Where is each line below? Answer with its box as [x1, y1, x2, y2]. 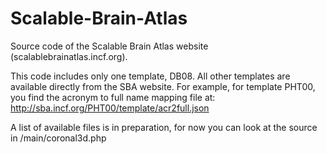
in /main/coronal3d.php [10, 132, 107, 144]
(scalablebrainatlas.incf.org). [10, 50, 128, 62]
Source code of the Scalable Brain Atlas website [10, 40, 209, 52]
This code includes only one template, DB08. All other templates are [10, 70, 291, 82]
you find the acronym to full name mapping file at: [10, 91, 216, 103]
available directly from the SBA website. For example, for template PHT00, [10, 80, 316, 92]
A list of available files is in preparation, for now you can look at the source [10, 121, 318, 133]
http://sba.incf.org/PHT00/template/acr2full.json [10, 102, 210, 114]
